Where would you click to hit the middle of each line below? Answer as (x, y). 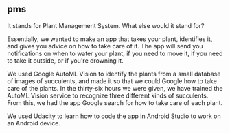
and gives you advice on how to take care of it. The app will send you (105, 46)
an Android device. (34, 123)
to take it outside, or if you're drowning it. (65, 60)
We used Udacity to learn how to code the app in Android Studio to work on (114, 116)
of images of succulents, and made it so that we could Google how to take (112, 81)
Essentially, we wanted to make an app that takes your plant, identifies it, (110, 39)
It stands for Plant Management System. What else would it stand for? (106, 25)
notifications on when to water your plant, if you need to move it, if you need (115, 53)
